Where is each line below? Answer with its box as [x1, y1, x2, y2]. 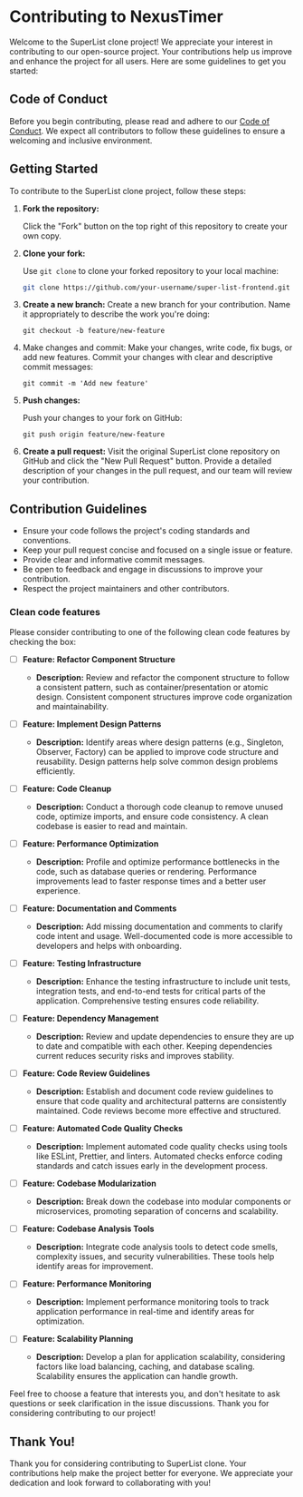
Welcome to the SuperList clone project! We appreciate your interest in [9, 36, 273, 47]
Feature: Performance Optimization [22, 837, 159, 849]
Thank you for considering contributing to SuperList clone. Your [9, 1458, 247, 1469]
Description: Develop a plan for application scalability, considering [35, 1352, 286, 1363]
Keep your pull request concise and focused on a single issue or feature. [22, 544, 294, 555]
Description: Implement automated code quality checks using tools [35, 1141, 288, 1152]
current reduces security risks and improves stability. [35, 1050, 235, 1061]
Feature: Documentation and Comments [22, 903, 177, 914]
